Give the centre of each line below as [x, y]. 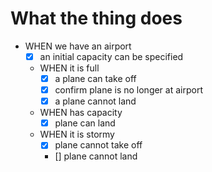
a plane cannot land [95, 101]
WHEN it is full [69, 68]
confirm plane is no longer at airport [128, 90]
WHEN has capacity [81, 113]
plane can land [85, 123]
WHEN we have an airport [78, 46]
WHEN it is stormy [77, 134]
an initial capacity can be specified [111, 56]
